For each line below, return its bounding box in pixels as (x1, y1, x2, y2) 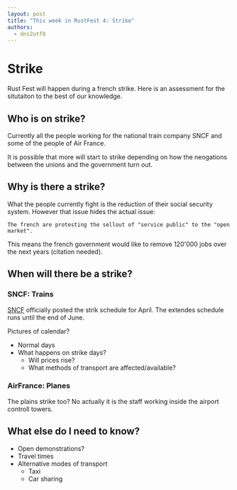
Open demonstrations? (17, 444, 85, 452)
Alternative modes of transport (17, 459, 108, 468)
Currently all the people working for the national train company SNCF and (7, 132, 222, 139)
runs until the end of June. (7, 313, 85, 321)
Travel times (17, 452, 54, 460)
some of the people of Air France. (7, 139, 106, 147)
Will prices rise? (28, 356, 75, 364)
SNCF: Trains (7, 289, 54, 299)
